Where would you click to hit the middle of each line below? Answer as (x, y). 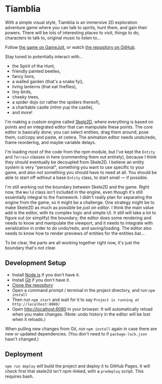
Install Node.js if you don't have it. (46, 274)
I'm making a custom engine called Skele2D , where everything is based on (79, 122)
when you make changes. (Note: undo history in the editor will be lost (81, 314)
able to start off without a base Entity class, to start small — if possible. (77, 177)
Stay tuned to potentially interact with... (44, 56)
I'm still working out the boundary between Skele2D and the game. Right (77, 187)
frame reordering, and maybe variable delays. (51, 142)
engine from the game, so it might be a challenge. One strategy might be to (80, 202)
